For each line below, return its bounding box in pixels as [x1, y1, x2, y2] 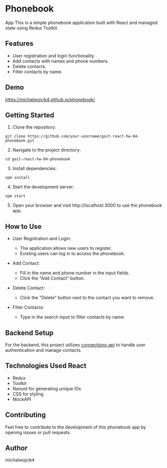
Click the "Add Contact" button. [19, 275, 85, 281]
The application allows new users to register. [19, 245, 112, 251]
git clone [5, 134, 26, 139]
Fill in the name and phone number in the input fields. [19, 270, 130, 276]
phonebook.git [5, 138, 35, 143]
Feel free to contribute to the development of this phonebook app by [5, 424, 146, 430]
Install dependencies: [12, 166, 57, 172]
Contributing [5, 411, 46, 419]
